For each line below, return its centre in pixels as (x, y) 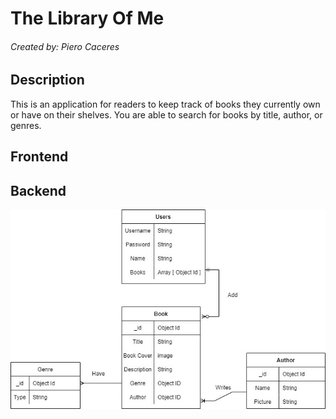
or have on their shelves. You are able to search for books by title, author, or (166, 114)
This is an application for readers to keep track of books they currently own (165, 104)
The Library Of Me (87, 18)
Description (47, 80)
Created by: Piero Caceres (65, 46)
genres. (26, 125)
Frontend (39, 157)
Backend (38, 190)
